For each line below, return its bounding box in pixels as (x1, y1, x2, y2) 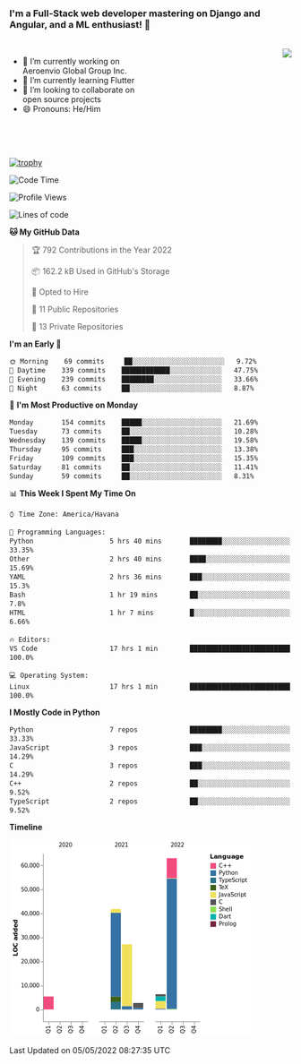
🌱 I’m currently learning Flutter (21, 75, 135, 86)
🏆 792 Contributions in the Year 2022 (30, 245, 173, 255)
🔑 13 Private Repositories (30, 322, 124, 332)
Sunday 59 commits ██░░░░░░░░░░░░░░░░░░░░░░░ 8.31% (9, 472, 254, 481)
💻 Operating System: (9, 671, 90, 681)
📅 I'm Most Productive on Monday (9, 399, 139, 410)
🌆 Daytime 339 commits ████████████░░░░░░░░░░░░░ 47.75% (9, 366, 258, 375)
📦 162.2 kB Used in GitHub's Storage (30, 266, 170, 277)
